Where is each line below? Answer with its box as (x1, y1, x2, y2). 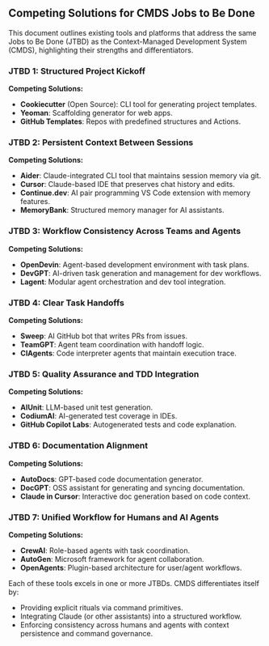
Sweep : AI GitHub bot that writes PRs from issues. (19, 331, 188, 341)
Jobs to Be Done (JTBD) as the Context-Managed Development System (8, 36, 247, 46)
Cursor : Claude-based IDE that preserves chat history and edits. (19, 180, 236, 189)
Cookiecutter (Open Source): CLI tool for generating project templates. (19, 100, 257, 109)
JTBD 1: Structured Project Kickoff (8, 65, 145, 76)
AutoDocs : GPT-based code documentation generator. (19, 474, 204, 484)
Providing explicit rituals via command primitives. (19, 602, 183, 612)
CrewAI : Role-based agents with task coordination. (19, 546, 191, 555)
